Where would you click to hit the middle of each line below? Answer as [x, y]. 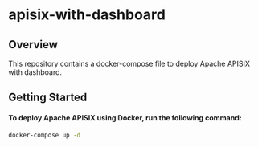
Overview [33, 45]
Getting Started [48, 98]
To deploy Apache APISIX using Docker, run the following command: [125, 117]
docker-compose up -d [45, 135]
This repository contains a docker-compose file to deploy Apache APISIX [129, 63]
